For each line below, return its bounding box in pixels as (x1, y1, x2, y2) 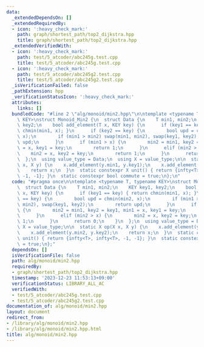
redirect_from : (6, 315, 45, 321)
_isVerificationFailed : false (12, 83, 88, 89)
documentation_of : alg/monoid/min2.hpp (6, 303, 107, 309)
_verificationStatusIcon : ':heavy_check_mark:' (12, 94, 135, 100)
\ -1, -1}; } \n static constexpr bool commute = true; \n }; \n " (17, 173, 181, 180)
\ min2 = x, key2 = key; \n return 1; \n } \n (17, 150, 170, 156)
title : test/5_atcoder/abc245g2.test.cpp (17, 77, 123, 83)
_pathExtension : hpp (12, 88, 64, 94)
